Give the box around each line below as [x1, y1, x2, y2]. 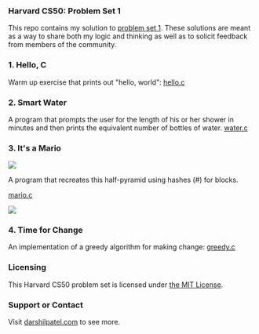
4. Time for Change [8, 225, 84, 236]
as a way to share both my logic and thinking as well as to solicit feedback [8, 31, 248, 41]
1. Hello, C [8, 60, 47, 71]
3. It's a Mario [8, 143, 61, 154]
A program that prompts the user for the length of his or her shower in [8, 114, 234, 124]
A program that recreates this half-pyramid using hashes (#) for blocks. [8, 175, 239, 185]
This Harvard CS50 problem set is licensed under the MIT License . [8, 280, 224, 289]
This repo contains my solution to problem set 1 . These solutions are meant [8, 24, 251, 33]
